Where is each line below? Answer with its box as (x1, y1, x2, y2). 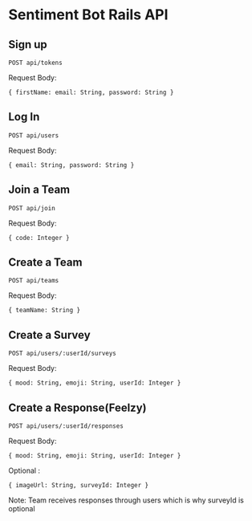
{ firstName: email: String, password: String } (8, 88, 174, 96)
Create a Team (8, 255, 83, 270)
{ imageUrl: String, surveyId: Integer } (8, 482, 149, 490)
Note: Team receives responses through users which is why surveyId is (8, 495, 245, 505)
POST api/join (8, 204, 56, 212)
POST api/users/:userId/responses (8, 422, 124, 430)
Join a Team (8, 183, 71, 197)
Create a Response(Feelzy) (8, 401, 147, 414)
